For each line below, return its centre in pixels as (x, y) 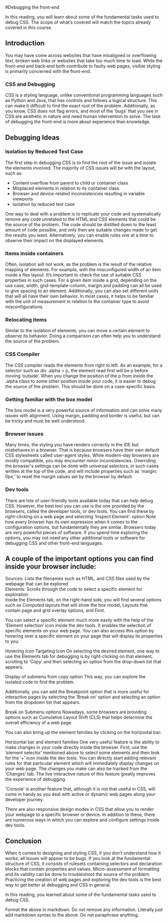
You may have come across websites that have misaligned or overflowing (81, 55)
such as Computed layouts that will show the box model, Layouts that (76, 605)
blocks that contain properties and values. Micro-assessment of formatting (82, 869)
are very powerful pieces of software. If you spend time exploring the (77, 532)
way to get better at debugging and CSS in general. (58, 885)
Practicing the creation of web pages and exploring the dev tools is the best (83, 879)
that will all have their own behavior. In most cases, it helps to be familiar (80, 296)
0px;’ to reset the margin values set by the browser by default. (69, 477)
